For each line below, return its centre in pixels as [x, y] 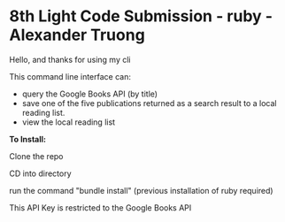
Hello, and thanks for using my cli [70, 59]
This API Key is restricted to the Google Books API [100, 207]
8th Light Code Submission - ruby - [141, 16]
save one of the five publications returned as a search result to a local [149, 103]
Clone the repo [36, 156]
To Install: [28, 139]
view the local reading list [69, 122]
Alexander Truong [77, 35]
